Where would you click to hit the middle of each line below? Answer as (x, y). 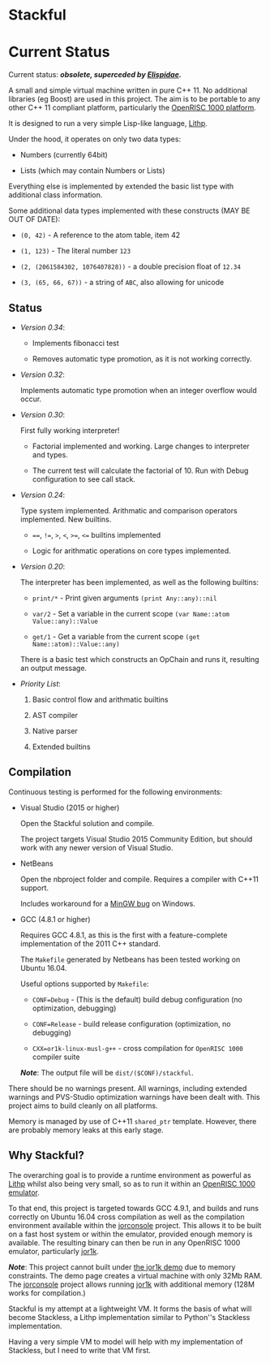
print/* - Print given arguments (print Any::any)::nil (124, 598)
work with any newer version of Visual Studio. (96, 847)
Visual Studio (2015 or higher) (70, 807)
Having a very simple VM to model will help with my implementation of (126, 1341)
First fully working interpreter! (70, 430)
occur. (31, 399)
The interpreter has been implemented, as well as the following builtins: (139, 582)
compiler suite (56, 1057)
